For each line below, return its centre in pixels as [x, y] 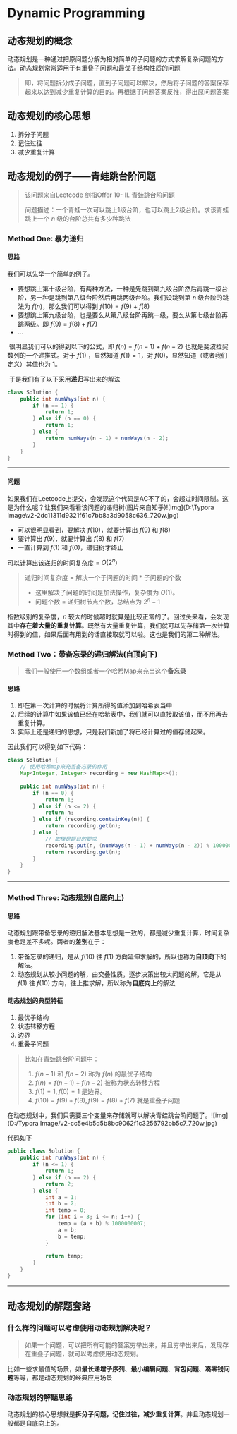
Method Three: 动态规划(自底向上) [66, 898]
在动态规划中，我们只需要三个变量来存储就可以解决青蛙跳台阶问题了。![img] [118, 1115]
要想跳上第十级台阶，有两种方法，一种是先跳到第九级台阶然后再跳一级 [120, 288]
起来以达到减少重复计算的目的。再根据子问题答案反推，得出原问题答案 [127, 92]
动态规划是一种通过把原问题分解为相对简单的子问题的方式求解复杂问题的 [112, 59]
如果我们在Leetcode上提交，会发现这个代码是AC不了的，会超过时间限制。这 [118, 498]
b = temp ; [72, 1236]
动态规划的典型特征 [35, 1000]
